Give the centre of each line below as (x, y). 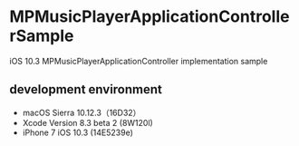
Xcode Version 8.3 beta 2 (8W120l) (88, 122)
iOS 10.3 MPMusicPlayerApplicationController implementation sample (139, 61)
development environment (86, 89)
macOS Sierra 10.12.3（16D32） (82, 112)
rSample (42, 36)
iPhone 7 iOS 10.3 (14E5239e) (78, 132)
